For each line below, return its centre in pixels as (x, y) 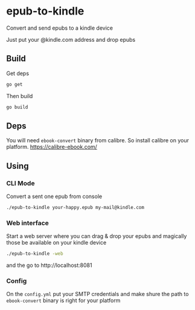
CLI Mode (21, 183)
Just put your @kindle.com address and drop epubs (71, 39)
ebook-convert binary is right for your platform (63, 300)
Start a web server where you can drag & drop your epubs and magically (97, 236)
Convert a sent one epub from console (54, 196)
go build (17, 107)
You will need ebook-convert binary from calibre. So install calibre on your (97, 140)
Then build (20, 96)
